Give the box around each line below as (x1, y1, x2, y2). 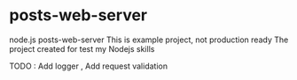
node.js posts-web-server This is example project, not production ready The (9, 34, 289, 45)
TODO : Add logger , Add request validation (9, 61, 168, 71)
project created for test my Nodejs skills (9, 43, 155, 54)
